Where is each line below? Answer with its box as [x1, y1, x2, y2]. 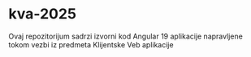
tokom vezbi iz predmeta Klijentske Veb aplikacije [8, 39, 174, 49]
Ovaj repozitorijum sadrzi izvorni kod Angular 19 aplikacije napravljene [8, 31, 244, 41]
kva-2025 [8, 5, 77, 23]
